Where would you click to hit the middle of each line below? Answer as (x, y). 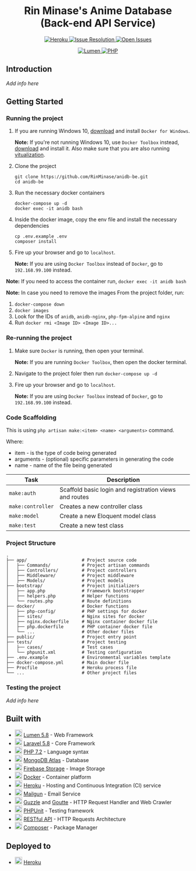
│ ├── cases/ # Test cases (60, 647)
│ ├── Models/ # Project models (65, 581)
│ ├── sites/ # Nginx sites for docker (75, 617)
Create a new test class (91, 526)
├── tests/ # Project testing (66, 642)
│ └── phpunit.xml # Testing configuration (74, 653)
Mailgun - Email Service (52, 794)
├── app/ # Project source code (71, 560)
